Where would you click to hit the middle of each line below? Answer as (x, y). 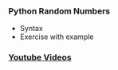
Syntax (31, 29)
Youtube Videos (40, 57)
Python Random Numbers (59, 11)
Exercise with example (57, 37)
